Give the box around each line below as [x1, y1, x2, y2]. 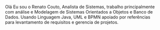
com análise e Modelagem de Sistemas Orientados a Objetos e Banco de [5, 9, 153, 15]
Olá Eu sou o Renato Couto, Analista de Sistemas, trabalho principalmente [5, 4, 155, 10]
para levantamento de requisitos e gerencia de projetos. [5, 19, 119, 25]
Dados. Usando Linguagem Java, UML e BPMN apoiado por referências [5, 14, 151, 20]
